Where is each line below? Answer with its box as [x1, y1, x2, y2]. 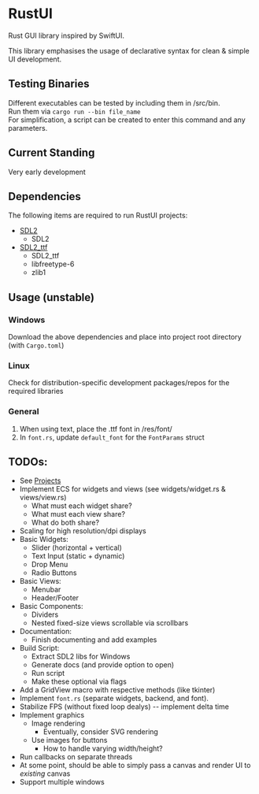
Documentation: [19, 627, 72, 636]
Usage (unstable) [8, 291, 94, 304]
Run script [31, 669, 65, 678]
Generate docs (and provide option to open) [31, 660, 175, 670]
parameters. [8, 123, 48, 132]
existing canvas [19, 769, 71, 778]
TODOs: [8, 455, 48, 469]
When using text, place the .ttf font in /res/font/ [19, 424, 172, 433]
